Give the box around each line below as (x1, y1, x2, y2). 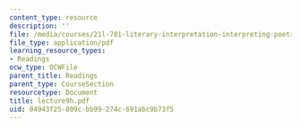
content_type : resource (9, 13, 99, 22)
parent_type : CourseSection (9, 80, 115, 89)
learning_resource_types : (9, 47, 106, 55)
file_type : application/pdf (9, 38, 115, 47)
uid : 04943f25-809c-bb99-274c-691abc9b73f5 (9, 105, 175, 114)
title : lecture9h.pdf (9, 96, 90, 106)
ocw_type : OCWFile (9, 63, 78, 72)
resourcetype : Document (9, 88, 99, 97)
